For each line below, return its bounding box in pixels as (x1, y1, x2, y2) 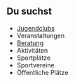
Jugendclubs (16, 24, 55, 32)
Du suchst (6, 6, 52, 17)
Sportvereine (16, 60, 55, 69)
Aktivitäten (16, 46, 48, 54)
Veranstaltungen (16, 31, 64, 40)
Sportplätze (16, 54, 50, 62)
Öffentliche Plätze (16, 68, 69, 76)
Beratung (16, 38, 43, 47)
